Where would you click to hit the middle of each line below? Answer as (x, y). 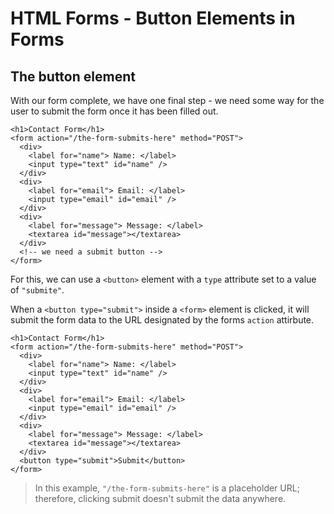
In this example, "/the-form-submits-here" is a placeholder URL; (167, 488)
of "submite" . (37, 290)
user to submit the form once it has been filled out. (114, 111)
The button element (73, 76)
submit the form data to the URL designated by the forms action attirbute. (162, 320)
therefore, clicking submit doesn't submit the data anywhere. (160, 498)
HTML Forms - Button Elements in (153, 18)
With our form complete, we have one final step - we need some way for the (167, 100)
